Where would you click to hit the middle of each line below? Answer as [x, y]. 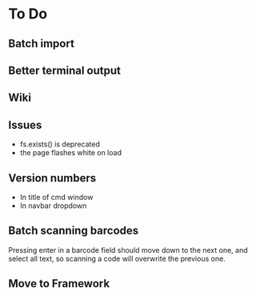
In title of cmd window [56, 197]
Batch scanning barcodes [74, 231]
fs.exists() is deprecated [60, 144]
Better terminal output [65, 70]
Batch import [41, 44]
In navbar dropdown [53, 206]
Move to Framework [59, 284]
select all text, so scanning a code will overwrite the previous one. [117, 258]
